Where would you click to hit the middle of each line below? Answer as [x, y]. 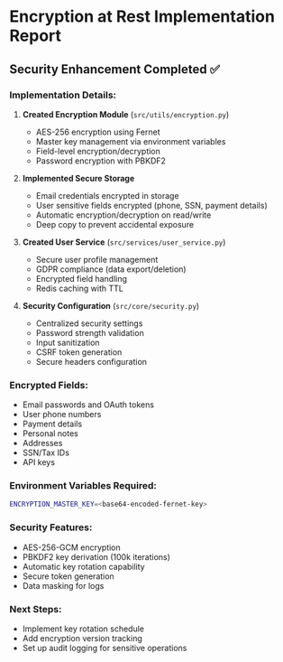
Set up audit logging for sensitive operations [105, 648]
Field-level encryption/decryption [98, 151]
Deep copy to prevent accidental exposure [115, 224]
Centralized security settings [89, 323]
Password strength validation [90, 332]
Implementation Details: [63, 95]
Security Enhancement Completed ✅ [115, 69]
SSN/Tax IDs [46, 452]
